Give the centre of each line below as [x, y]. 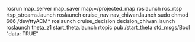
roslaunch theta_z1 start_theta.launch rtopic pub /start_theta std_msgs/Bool [98, 27]
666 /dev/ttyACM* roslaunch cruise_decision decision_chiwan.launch [91, 21]
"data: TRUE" [22, 34]
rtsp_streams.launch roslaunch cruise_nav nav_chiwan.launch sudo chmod [97, 15]
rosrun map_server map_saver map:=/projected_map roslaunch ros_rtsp [94, 9]
